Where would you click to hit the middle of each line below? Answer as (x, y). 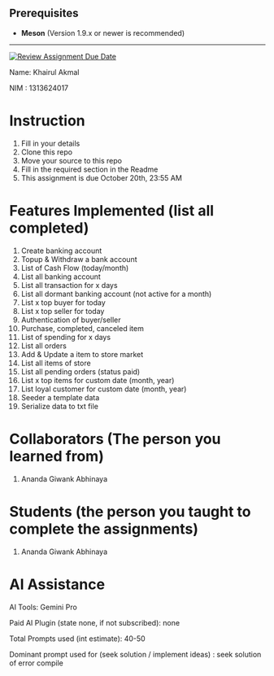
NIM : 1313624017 (39, 88)
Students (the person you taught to (130, 511)
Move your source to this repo (72, 160)
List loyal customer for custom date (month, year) (104, 389)
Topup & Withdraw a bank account (79, 259)
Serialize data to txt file (59, 406)
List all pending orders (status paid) (80, 371)
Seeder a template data (60, 397)
